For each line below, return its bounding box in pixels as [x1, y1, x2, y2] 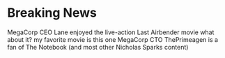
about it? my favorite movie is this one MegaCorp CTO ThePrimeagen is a [7, 35, 218, 43]
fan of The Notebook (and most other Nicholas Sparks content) [7, 43, 189, 51]
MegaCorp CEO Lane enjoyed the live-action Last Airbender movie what [7, 28, 215, 36]
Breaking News [7, 5, 98, 21]
